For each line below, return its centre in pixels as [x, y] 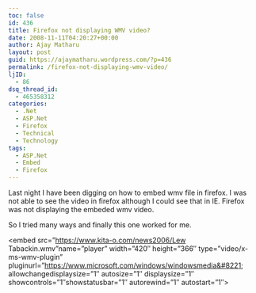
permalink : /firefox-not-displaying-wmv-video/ [88, 67]
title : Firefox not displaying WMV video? [79, 30]
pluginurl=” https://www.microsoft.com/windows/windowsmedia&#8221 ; [126, 265]
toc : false [26, 15]
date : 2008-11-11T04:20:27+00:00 [63, 38]
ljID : [17, 74]
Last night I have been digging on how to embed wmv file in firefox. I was [128, 192]
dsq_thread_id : [33, 89]
